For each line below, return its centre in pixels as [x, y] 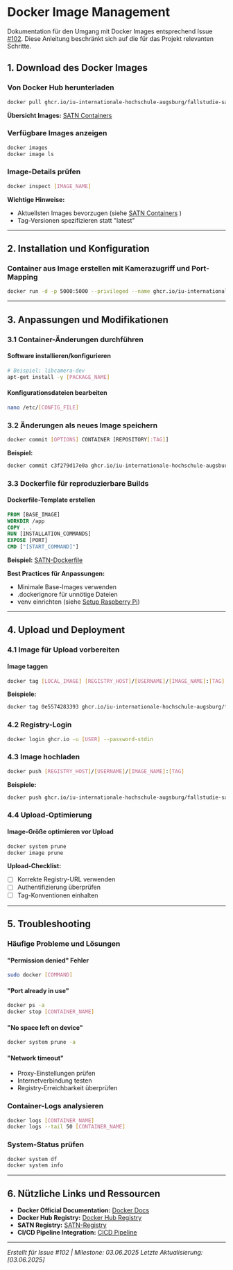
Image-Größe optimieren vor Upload [61, 832]
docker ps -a [26, 1006]
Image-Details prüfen [44, 172]
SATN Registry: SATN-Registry [62, 1225]
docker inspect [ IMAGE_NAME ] [49, 186]
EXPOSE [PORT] [28, 541]
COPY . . [20, 527]
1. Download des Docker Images [77, 68]
